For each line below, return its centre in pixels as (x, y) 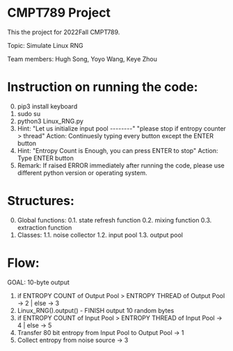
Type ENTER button (46, 158)
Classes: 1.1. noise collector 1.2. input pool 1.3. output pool (100, 235)
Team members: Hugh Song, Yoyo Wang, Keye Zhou (82, 59)
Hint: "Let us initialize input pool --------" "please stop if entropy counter (121, 128)
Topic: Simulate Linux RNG (45, 45)
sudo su (29, 113)
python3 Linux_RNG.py (50, 121)
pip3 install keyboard (47, 106)
